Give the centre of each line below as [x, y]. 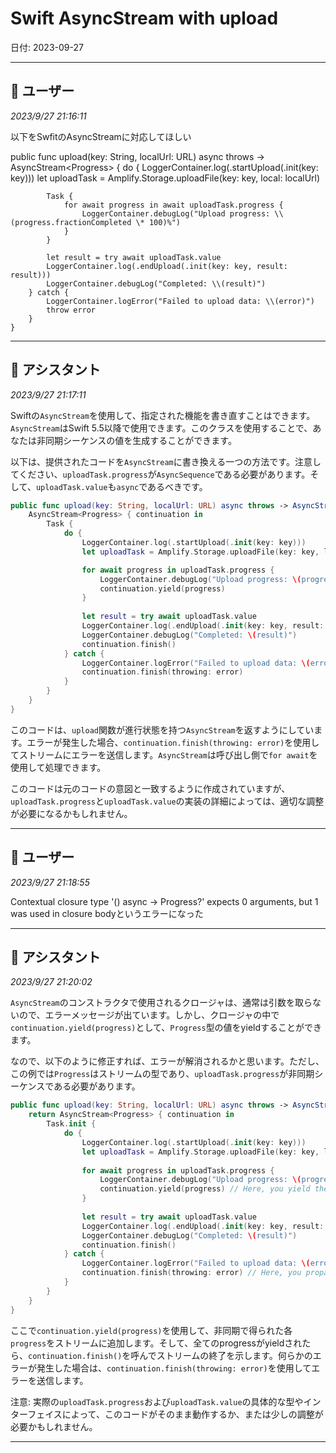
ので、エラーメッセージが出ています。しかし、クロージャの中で [149, 1015]
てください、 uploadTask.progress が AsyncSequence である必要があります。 [160, 474]
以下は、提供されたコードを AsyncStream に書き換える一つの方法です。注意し [166, 461]
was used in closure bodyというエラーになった [107, 913]
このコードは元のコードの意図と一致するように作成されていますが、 [150, 788]
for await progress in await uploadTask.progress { [173, 205]
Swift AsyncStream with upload [144, 18]
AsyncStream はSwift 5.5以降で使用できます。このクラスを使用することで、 [161, 428]
